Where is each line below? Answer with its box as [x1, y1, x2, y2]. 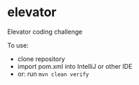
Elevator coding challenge [7, 27, 83, 36]
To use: [7, 41, 29, 49]
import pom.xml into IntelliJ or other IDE [17, 62, 133, 70]
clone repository [17, 54, 65, 63]
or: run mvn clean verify [17, 70, 89, 78]
